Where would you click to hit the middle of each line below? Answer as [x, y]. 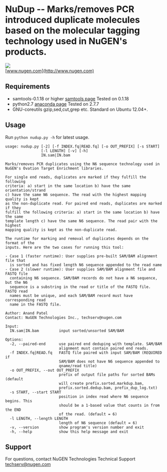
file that [15, 260]
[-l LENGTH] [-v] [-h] [64, 151]
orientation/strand [25, 190]
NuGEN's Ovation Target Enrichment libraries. [54, 168]
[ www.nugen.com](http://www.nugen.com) [49, 71]
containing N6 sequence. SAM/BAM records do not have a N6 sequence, [83, 278]
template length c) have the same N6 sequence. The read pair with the [81, 221]
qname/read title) [78, 366]
